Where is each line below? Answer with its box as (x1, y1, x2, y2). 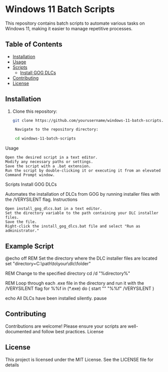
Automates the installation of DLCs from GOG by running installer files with (5, 191, 160, 197)
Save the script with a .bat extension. (5, 164, 92, 169)
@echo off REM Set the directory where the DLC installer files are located (5, 255, 157, 261)
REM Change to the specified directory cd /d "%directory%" (5, 270, 131, 276)
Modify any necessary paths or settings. (5, 160, 94, 165)
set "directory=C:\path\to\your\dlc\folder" (5, 261, 91, 266)
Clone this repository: (12, 108, 57, 114)
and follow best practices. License (32, 328, 104, 334)
